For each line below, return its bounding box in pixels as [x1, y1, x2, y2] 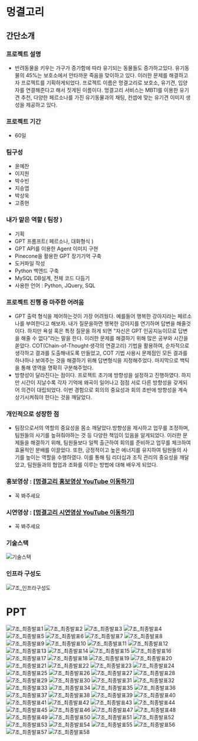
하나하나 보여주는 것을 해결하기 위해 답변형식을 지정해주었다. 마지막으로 [14, 357, 179, 364]
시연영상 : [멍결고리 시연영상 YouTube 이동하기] [6, 508, 134, 516]
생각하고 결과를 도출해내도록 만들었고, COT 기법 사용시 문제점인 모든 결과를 [14, 349, 188, 357]
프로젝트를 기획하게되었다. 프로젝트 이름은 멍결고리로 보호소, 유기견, [21, 79, 177, 86]
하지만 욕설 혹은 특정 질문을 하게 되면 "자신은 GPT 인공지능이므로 [27, 327, 177, 335]
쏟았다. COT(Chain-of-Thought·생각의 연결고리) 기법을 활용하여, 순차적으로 [14, 342, 190, 349]
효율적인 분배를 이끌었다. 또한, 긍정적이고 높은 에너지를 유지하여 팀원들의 [14, 447, 181, 454]
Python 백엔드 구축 [14, 267, 59, 274]
